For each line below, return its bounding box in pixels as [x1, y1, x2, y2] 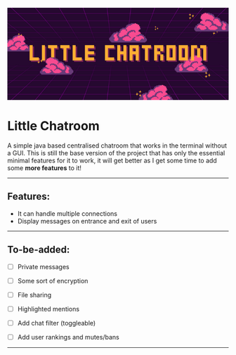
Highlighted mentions [17, 304, 79, 313]
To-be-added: [7, 244, 70, 256]
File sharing [17, 290, 52, 299]
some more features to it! [7, 163, 82, 172]
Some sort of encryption [17, 276, 88, 285]
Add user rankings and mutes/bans [17, 333, 119, 341]
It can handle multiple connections [17, 209, 118, 218]
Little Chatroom [7, 118, 100, 134]
